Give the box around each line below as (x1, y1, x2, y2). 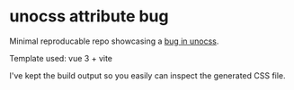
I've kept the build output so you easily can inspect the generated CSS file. (9, 70, 286, 81)
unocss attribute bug (9, 6, 169, 27)
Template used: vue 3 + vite (9, 53, 113, 63)
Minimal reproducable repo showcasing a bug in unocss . (9, 36, 219, 46)
